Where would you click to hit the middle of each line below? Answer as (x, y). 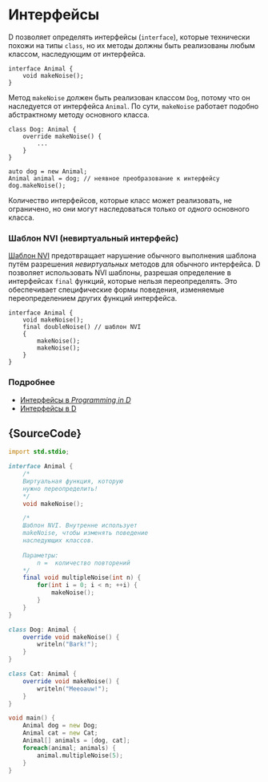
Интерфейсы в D (48, 408)
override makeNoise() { (62, 136)
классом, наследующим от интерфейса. (77, 54)
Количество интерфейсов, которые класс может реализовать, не (120, 200)
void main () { (32, 718)
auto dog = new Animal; (48, 171)
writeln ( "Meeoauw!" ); (73, 689)
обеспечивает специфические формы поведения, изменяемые (116, 290)
